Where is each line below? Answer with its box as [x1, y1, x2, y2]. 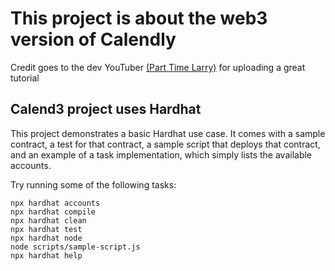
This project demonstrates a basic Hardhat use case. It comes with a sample [10, 127, 326, 139]
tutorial [10, 72, 40, 84]
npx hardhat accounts [10, 198, 101, 208]
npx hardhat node [10, 233, 83, 243]
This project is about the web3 [10, 7, 268, 30]
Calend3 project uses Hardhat [10, 101, 202, 118]
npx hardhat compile [10, 207, 97, 217]
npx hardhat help [10, 250, 83, 261]
